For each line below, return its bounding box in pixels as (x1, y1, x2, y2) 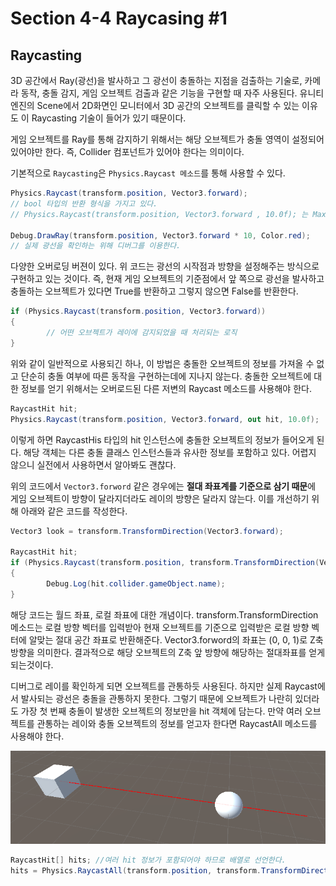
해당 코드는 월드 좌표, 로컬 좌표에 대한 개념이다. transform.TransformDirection (10, 608, 319, 621)
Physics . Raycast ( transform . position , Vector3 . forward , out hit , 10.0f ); (10, 414, 320, 424)
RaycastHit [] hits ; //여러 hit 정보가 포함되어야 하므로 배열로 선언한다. (10, 855, 287, 865)
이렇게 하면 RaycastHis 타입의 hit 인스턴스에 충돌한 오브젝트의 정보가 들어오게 (10, 433, 315, 446)
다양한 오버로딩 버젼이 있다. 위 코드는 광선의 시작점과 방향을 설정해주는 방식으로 (10, 260, 320, 272)
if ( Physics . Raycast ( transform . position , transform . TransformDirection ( (10, 558, 320, 568)
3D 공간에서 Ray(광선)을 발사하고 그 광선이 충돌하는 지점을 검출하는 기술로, (10, 75, 303, 86)
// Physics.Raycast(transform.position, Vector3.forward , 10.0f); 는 (10, 209, 309, 219)
